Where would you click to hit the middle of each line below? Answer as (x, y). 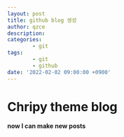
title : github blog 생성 (42, 20)
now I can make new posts (47, 126)
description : (26, 33)
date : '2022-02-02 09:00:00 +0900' (59, 72)
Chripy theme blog (62, 107)
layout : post (26, 14)
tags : (15, 53)
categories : (25, 40)
